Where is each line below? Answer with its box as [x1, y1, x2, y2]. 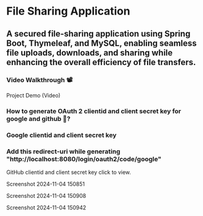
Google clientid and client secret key [6, 131, 117, 139]
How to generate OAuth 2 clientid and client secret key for [6, 106, 182, 115]
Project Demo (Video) [6, 91, 61, 99]
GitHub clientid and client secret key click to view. [6, 169, 131, 176]
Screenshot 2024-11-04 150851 [6, 181, 85, 188]
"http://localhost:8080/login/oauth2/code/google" [6, 155, 162, 163]
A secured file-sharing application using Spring [6, 29, 191, 39]
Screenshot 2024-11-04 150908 [6, 192, 87, 200]
